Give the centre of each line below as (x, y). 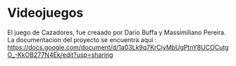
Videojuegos (45, 13)
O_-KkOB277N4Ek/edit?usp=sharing (60, 55)
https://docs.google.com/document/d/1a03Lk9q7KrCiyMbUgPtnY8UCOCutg (118, 47)
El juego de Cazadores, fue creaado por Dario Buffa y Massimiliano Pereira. (117, 32)
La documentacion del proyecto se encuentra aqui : (82, 39)
